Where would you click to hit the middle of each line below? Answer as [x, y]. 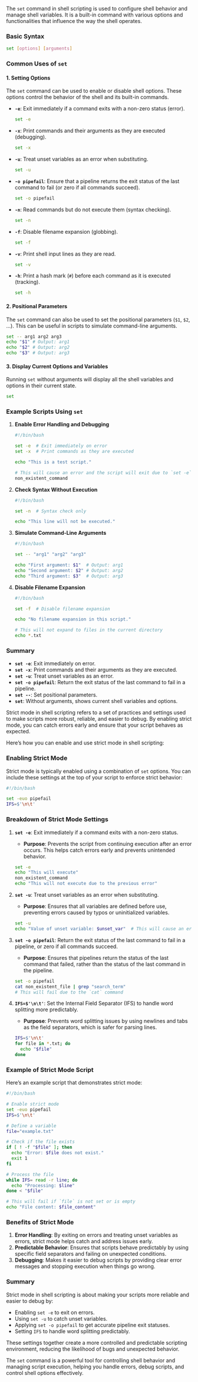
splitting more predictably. [46, 1009]
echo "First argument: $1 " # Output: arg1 [69, 565]
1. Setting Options [28, 78]
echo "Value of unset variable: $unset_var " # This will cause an [99, 929]
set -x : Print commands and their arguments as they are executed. [96, 670]
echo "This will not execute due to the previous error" [86, 884]
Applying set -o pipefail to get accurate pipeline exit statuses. [92, 1325]
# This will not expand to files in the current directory [89, 630]
